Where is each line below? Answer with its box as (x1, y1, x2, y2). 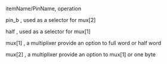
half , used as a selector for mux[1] (5, 28, 91, 35)
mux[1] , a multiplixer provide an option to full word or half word (5, 40, 162, 46)
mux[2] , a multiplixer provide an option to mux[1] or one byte (5, 51, 156, 58)
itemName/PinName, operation (5, 5, 82, 12)
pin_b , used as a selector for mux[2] (5, 17, 96, 23)
